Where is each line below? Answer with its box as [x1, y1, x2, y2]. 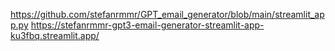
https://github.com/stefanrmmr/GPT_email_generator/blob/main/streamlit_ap [10, 9, 325, 20]
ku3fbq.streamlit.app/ [10, 30, 100, 41]
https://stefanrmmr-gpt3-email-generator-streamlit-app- [30, 19, 265, 31]
